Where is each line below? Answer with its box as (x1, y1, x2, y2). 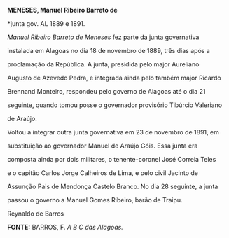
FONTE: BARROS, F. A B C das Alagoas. (7, 223, 124, 231)
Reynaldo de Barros (7, 209, 64, 218)
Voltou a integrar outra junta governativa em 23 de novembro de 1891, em (7, 128, 219, 136)
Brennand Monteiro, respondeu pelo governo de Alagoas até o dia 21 (7, 87, 206, 95)
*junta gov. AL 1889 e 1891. (7, 20, 85, 27)
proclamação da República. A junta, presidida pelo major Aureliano (7, 60, 200, 69)
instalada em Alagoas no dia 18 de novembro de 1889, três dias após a (7, 47, 210, 55)
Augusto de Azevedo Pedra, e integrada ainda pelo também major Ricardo (7, 73, 222, 82)
